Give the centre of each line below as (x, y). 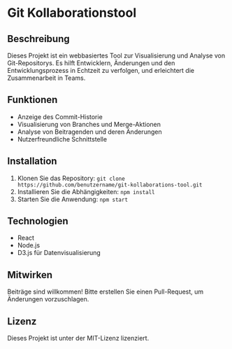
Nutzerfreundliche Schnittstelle (62, 139)
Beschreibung (38, 39)
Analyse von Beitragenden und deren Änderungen (89, 132)
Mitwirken (30, 275)
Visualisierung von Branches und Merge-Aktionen (89, 124)
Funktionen (32, 100)
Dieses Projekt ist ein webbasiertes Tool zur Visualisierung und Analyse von (116, 55)
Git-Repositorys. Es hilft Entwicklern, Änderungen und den (91, 63)
